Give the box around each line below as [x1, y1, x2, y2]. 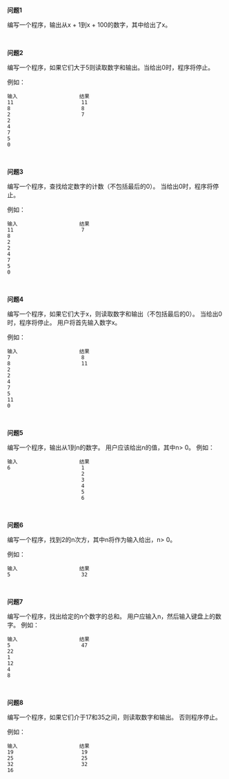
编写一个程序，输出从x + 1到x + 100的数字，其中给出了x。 [7, 21, 172, 29]
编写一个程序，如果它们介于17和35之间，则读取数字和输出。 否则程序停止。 [7, 713, 222, 721]
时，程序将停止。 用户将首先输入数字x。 [7, 318, 121, 326]
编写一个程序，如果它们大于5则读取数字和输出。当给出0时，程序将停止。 [7, 63, 215, 71]
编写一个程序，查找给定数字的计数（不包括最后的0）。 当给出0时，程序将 [7, 182, 213, 190]
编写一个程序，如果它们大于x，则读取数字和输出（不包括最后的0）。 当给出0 [7, 310, 223, 318]
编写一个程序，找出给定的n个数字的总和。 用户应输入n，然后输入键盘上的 [7, 612, 216, 620]
